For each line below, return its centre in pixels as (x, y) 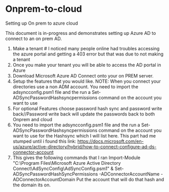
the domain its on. (32, 185)
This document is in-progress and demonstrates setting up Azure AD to (81, 33)
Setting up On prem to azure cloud (42, 23)
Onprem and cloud (33, 119)
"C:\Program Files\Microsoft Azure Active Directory (67, 163)
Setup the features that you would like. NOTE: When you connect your (87, 81)
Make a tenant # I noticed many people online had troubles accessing (86, 48)
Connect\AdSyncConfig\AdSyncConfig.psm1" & (63, 168)
